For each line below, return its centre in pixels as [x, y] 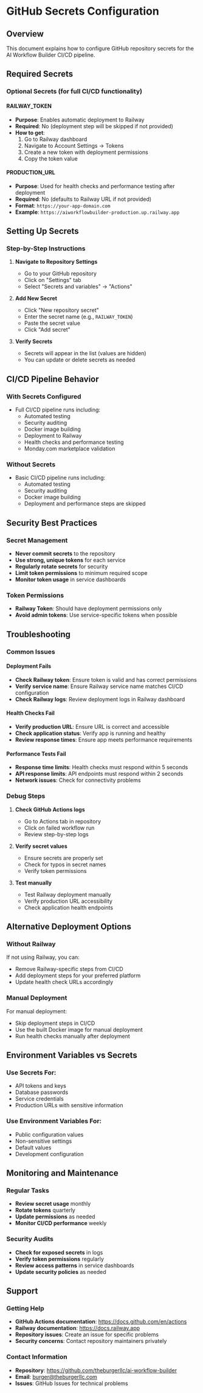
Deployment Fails [29, 666]
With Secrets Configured [44, 396]
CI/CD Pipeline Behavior [53, 379]
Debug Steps [26, 796]
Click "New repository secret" [61, 310]
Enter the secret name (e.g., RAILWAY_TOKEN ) [78, 317]
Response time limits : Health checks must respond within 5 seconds [101, 767]
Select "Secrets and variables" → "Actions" [78, 287]
